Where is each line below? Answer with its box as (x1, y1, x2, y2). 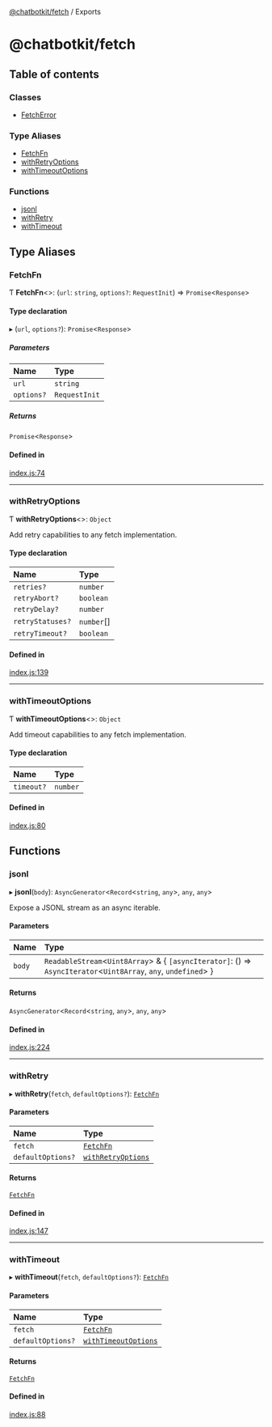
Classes (9, 91, 42, 103)
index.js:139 (9, 668, 49, 677)
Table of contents (9, 67, 99, 81)
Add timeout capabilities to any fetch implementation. (9, 729, 186, 739)
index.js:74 (9, 468, 45, 478)
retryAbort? (13, 594, 60, 602)
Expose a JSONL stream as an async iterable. (9, 902, 161, 912)
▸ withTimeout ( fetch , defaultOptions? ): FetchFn (9, 1272, 169, 1282)
